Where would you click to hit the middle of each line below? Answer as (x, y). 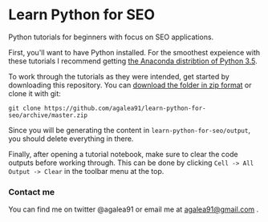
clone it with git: (35, 93)
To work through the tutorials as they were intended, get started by (119, 76)
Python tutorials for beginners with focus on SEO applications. (111, 37)
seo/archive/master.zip (48, 115)
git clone (25, 108)
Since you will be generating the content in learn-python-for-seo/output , (130, 130)
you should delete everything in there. (71, 139)
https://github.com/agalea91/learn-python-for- (125, 108)
